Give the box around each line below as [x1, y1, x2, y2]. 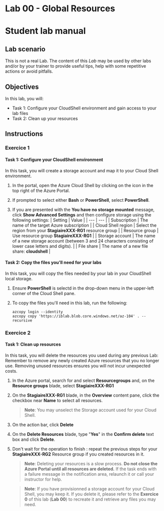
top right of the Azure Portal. [12, 188, 70, 193]
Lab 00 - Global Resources [5, 3, 116, 14]
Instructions [5, 130, 43, 138]
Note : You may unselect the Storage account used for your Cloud [24, 407, 157, 413]
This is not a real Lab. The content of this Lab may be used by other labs [5, 58, 151, 64]
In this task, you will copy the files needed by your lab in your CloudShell [5, 270, 152, 276]
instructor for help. [24, 476, 62, 482]
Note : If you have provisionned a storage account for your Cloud [24, 485, 155, 491]
